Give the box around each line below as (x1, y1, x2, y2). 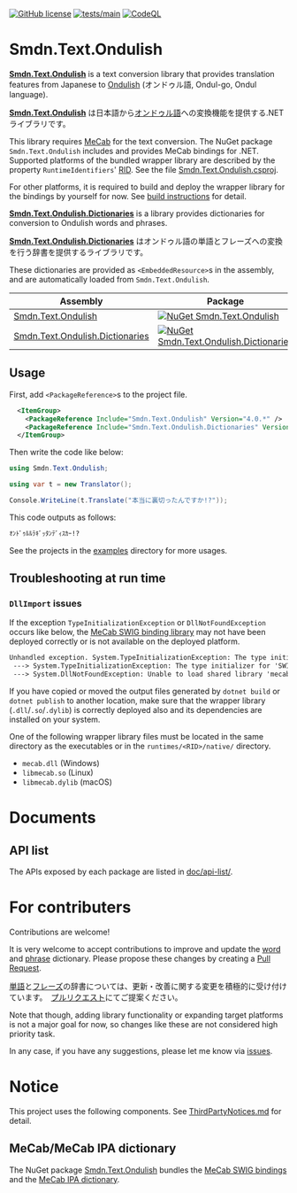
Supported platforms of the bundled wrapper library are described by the (9, 155, 276, 166)
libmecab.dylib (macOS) (21, 777, 112, 787)
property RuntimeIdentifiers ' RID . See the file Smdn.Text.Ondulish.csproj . (9, 164, 278, 174)
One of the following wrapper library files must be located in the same (9, 732, 263, 742)
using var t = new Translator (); (9, 480, 133, 489)
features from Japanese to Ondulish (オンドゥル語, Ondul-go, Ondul (9, 79, 257, 89)
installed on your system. (9, 714, 101, 725)
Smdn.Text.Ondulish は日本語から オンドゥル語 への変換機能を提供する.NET (9, 107, 285, 118)
